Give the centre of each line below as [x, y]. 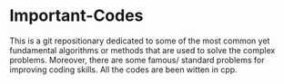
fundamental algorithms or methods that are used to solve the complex [142, 50]
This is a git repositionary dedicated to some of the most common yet [140, 41]
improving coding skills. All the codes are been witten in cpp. [124, 70]
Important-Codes [76, 16]
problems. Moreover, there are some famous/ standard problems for [137, 60]
